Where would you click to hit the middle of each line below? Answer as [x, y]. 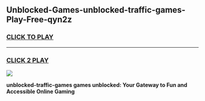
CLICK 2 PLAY [27, 60]
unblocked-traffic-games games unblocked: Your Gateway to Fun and [97, 84]
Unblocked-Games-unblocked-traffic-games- [96, 10]
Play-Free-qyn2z [39, 20]
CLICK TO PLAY [30, 37]
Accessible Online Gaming [41, 91]
